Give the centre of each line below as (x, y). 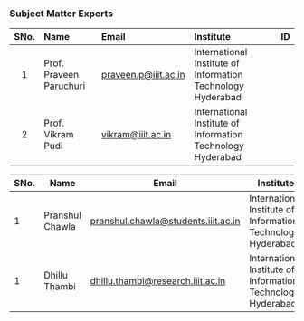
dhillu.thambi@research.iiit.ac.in (158, 281)
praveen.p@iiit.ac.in (143, 75)
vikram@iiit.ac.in (136, 135)
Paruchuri (65, 86)
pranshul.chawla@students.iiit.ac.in (165, 222)
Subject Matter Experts (62, 14)
